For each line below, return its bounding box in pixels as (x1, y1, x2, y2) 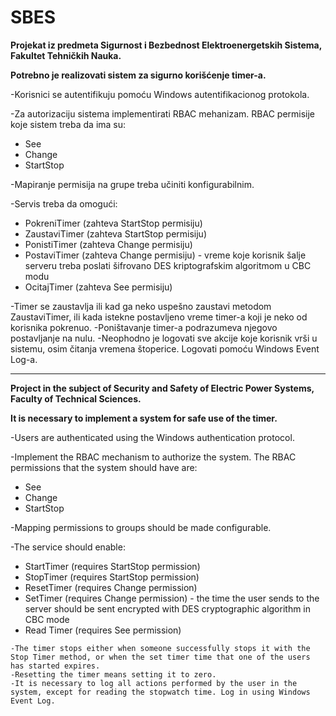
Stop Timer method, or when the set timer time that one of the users (10, 652, 311, 662)
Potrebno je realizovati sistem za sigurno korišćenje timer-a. (10, 69, 267, 81)
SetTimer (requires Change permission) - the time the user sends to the (24, 592, 320, 604)
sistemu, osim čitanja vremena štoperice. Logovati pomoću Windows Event (10, 342, 320, 355)
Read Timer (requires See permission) (24, 624, 182, 636)
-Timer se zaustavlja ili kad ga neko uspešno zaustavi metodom (10, 300, 272, 312)
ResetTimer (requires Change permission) (24, 581, 198, 593)
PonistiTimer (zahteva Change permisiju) (24, 238, 193, 250)
